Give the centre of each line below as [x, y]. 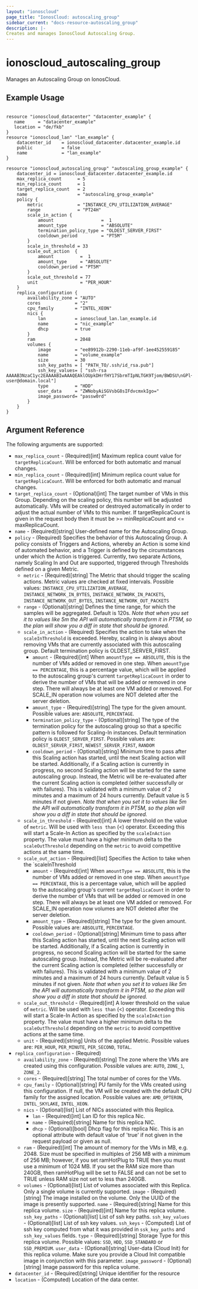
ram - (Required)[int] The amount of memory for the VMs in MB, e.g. [106, 1147]
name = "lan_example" [59, 153]
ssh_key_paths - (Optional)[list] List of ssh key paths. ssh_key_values [106, 1216]
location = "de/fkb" [39, 127]
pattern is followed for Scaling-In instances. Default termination [109, 732]
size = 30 [61, 360]
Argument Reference [45, 430]
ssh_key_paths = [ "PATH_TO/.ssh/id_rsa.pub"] [96, 365]
